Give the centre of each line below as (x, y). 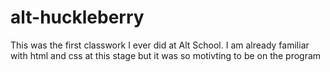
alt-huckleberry (77, 17)
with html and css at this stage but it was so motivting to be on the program (166, 55)
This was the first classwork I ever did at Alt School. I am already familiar (160, 45)
